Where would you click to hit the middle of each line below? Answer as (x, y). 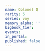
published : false (23, 41)
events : (13, 32)
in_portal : (16, 37)
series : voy (17, 18)
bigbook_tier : (20, 28)
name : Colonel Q (22, 9)
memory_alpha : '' (23, 23)
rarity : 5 (15, 14)
